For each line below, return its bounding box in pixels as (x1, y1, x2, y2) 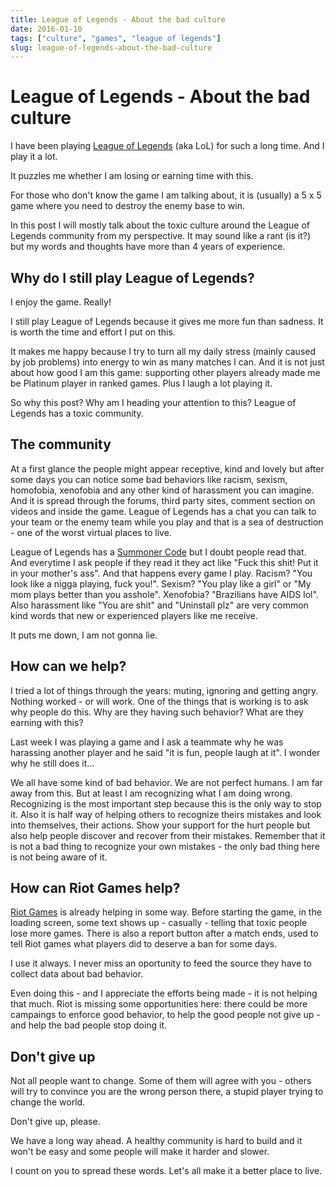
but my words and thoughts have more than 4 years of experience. (10, 241, 286, 253)
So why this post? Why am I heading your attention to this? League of (10, 397, 297, 408)
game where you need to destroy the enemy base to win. (10, 200, 246, 212)
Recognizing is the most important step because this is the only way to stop (10, 797, 322, 810)
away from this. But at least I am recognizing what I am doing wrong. (10, 787, 293, 799)
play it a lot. (10, 151, 58, 163)
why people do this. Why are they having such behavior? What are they (10, 706, 304, 718)
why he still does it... (10, 757, 95, 769)
